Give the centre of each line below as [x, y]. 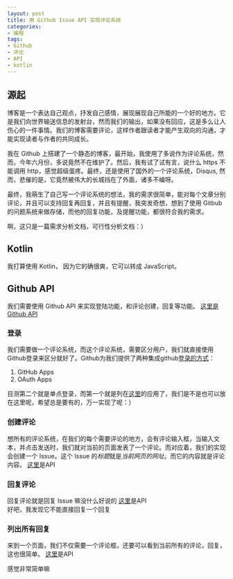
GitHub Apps [35, 372]
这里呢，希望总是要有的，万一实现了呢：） [74, 402]
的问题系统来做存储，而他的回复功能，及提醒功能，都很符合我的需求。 [107, 211]
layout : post [26, 14]
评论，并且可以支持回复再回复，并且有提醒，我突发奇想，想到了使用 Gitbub [115, 203]
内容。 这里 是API [31, 465]
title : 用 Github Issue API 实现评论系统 [64, 20]
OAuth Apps [34, 379]
